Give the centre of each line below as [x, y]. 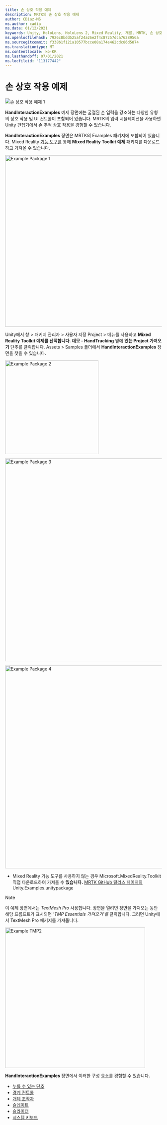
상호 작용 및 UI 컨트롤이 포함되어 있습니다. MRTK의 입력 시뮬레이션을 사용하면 [85, 119]
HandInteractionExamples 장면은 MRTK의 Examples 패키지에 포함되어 [76, 136]
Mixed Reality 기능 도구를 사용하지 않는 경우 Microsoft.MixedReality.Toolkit [87, 876]
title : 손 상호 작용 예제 [28, 10]
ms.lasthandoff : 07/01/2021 [34, 56]
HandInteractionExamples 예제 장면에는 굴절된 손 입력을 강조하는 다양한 [77, 112]
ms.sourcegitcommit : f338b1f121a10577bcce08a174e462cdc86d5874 [72, 42]
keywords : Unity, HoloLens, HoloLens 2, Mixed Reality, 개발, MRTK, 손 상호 [84, 33]
